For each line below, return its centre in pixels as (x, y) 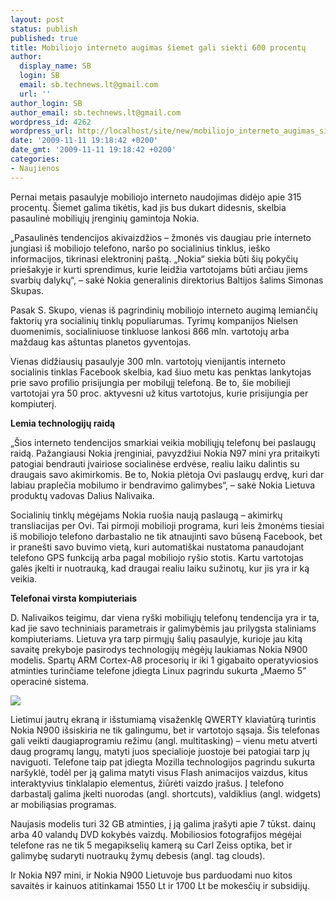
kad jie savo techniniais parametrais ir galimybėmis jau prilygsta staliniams (163, 628)
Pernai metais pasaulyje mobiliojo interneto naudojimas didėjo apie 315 (156, 197)
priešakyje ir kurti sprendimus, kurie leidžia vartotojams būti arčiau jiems (159, 269)
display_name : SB (55, 66)
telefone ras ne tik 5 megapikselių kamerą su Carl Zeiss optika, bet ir (151, 845)
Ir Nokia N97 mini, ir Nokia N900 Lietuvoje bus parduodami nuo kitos (151, 875)
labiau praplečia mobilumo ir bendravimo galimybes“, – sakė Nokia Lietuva (163, 485)
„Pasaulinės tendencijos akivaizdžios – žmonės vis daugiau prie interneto (161, 237)
